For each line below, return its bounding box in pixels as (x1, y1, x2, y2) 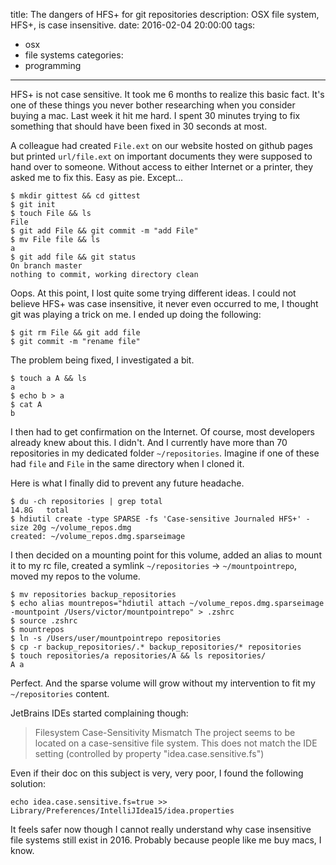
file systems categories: (24, 49, 124, 61)
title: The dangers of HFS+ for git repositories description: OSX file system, (10, 9, 320, 20)
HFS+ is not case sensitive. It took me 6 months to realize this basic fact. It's (10, 89, 325, 100)
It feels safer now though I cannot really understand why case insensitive (10, 824, 312, 835)
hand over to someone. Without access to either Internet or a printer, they (10, 161, 314, 173)
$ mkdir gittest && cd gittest (10, 191, 141, 201)
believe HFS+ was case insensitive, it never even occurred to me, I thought (10, 298, 319, 309)
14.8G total (10, 505, 70, 515)
